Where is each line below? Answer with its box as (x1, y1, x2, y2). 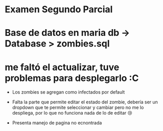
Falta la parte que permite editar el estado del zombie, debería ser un (12, 99, 158, 105)
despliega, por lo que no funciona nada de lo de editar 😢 (12, 110, 132, 116)
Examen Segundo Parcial (5, 4, 113, 15)
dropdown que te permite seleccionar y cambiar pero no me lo (12, 104, 144, 111)
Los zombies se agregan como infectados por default (12, 89, 125, 95)
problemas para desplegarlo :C (5, 72, 139, 84)
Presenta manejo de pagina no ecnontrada (12, 120, 102, 126)
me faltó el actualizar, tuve (5, 61, 120, 73)
